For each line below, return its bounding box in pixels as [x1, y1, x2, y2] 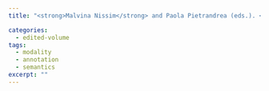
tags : [8, 41, 26, 49]
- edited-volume [15, 34, 70, 42]
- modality [15, 49, 52, 57]
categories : [8, 26, 48, 34]
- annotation [15, 56, 59, 64]
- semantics [15, 63, 56, 72]
